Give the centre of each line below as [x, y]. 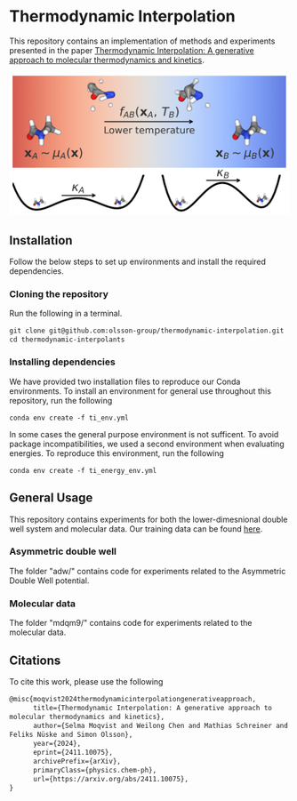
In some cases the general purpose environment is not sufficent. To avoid [144, 434]
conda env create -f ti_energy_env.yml [83, 470]
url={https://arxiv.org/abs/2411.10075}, [111, 779]
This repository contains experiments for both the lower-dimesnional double [148, 519]
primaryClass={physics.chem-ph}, [95, 770]
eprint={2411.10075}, [73, 752]
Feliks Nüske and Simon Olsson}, [71, 734]
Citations [35, 660]
